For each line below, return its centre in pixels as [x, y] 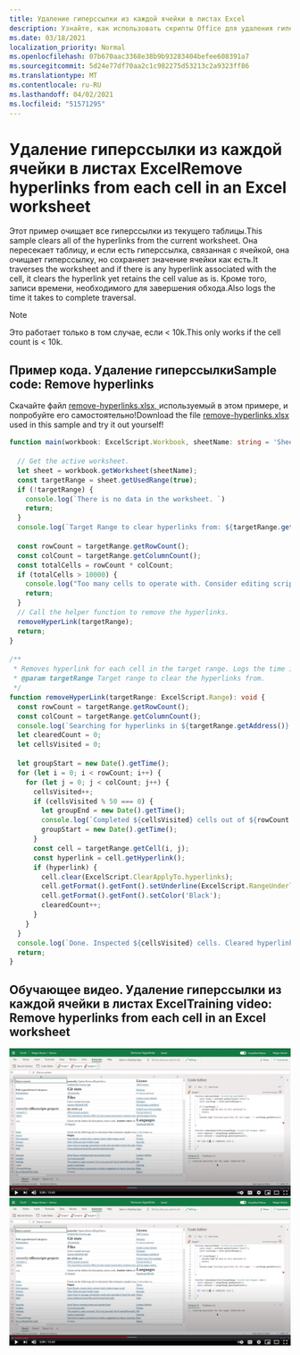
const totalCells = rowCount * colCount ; [96, 565]
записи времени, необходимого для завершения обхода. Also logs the [142, 288]
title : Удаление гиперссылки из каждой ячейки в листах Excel [127, 19]
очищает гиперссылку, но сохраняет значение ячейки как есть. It [134, 260]
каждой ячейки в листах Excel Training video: [141, 1003]
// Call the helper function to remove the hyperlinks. [123, 613]
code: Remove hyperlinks [82, 384]
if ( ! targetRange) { [55, 489]
